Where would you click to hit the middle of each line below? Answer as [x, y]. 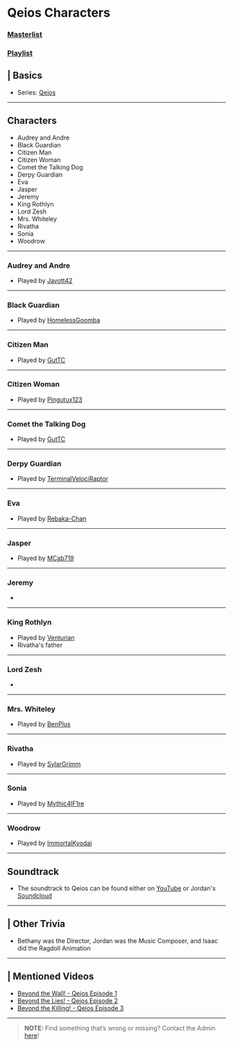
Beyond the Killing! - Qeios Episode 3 [70, 1008]
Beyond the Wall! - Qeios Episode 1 [67, 993]
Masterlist [25, 35]
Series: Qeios [36, 92]
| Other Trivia [36, 924]
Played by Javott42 [45, 280]
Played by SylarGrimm [49, 764]
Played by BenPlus [44, 724]
